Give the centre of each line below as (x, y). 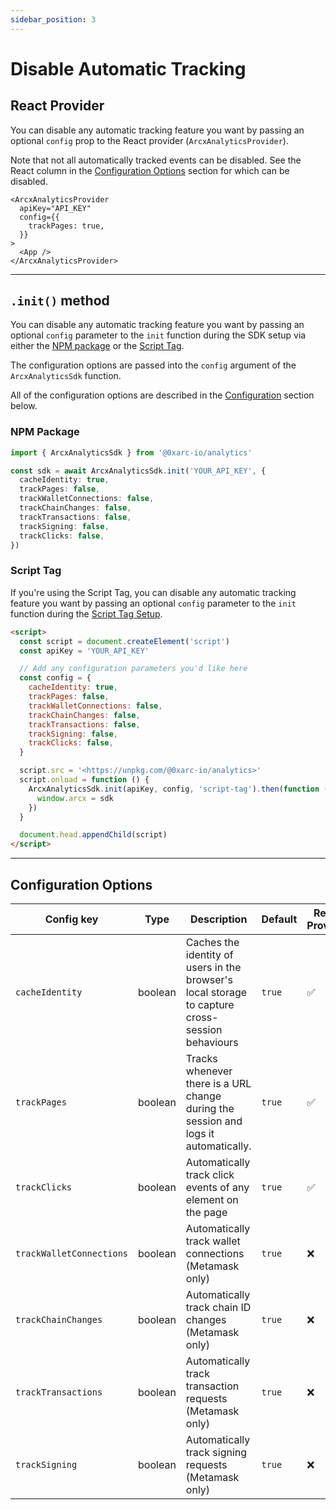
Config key (71, 919)
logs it (200, 1133)
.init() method (60, 301)
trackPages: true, (66, 226)
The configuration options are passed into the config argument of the (153, 365)
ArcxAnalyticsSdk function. (66, 376)
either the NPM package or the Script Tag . (97, 346)
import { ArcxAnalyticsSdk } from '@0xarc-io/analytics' (131, 452)
